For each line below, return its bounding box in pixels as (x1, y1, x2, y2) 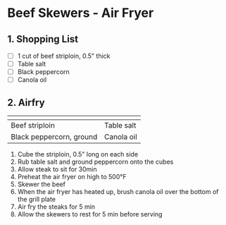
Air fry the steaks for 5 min (17, 202, 96, 211)
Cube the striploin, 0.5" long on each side (17, 150, 139, 159)
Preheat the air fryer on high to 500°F (17, 173, 127, 181)
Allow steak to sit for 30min (17, 165, 97, 174)
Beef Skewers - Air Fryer (7, 5, 154, 21)
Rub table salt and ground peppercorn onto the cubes (17, 157, 174, 166)
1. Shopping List (7, 33, 79, 45)
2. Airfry (7, 97, 45, 109)
